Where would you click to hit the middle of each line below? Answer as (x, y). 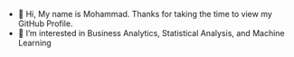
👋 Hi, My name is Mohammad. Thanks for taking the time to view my (145, 14)
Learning (34, 43)
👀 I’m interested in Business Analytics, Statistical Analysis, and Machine (151, 33)
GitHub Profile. (45, 24)
